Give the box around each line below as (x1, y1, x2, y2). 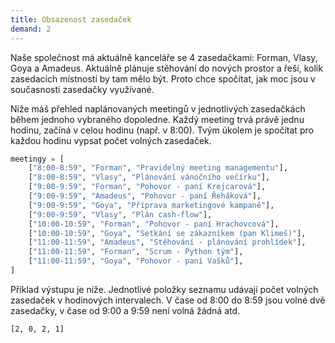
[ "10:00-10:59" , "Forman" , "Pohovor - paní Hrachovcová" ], (28, 219, 280, 229)
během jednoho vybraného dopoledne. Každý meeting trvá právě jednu (10, 113, 305, 125)
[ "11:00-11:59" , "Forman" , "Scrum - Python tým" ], (28, 247, 244, 257)
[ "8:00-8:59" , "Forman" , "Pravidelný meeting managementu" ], (28, 163, 288, 173)
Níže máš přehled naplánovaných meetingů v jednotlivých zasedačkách (10, 102, 306, 115)
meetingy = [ (10, 154, 65, 164)
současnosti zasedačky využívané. (10, 83, 155, 95)
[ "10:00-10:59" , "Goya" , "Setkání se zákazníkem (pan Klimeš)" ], (28, 228, 307, 238)
